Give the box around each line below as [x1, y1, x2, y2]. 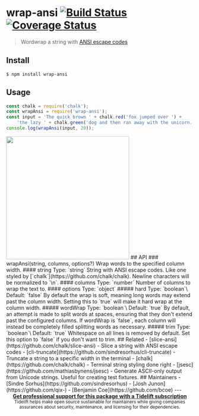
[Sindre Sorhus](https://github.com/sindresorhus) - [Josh [6, 380, 147, 387]
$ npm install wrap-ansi [6, 71, 68, 77]
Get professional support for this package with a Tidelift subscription [12, 392, 187, 399]
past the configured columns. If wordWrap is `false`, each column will [6, 317, 176, 324]
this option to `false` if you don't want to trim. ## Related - [6, 336, 149, 343]
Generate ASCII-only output [113, 367, 182, 374]
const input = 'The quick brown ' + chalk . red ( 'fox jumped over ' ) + [6, 114, 182, 120]
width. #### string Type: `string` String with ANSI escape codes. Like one [6, 266, 187, 273]
